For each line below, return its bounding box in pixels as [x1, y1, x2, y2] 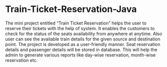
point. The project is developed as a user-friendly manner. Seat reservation [5, 41, 160, 47]
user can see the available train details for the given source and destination [5, 36, 160, 42]
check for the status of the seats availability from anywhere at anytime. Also [5, 30, 162, 36]
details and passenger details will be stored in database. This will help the [5, 46, 157, 52]
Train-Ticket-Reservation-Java [5, 3, 137, 15]
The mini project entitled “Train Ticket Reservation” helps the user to [5, 20, 147, 26]
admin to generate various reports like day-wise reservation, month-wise [5, 51, 156, 58]
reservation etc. [5, 57, 38, 63]
